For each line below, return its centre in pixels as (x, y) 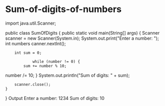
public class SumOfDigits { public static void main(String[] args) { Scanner (82, 33)
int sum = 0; (28, 53)
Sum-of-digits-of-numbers (64, 9)
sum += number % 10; (45, 66)
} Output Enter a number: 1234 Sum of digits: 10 (55, 98)
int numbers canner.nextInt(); (36, 43)
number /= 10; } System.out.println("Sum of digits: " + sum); (68, 75)
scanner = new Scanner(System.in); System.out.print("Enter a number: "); (82, 38)
